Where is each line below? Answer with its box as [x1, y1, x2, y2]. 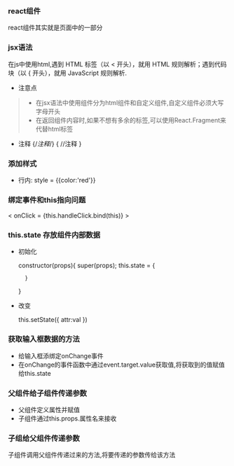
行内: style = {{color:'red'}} [18, 176, 96, 184]
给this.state [18, 369, 51, 377]
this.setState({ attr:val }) [18, 316, 88, 324]
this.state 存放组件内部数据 [8, 230, 101, 240]
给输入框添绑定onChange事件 [18, 351, 104, 360]
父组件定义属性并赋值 [18, 406, 80, 414]
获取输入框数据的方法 [8, 334, 80, 344]
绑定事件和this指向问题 [8, 195, 86, 204]
